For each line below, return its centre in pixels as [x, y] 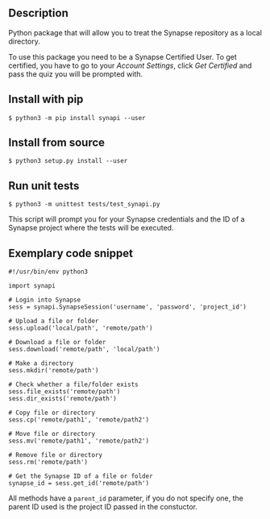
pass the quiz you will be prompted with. [76, 74]
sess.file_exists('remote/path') [64, 392]
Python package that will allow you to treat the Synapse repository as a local [135, 32]
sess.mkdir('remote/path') [54, 371]
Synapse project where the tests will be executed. [91, 228]
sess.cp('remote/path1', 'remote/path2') [79, 420]
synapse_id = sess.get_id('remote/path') [79, 484]
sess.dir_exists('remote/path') [62, 399]
